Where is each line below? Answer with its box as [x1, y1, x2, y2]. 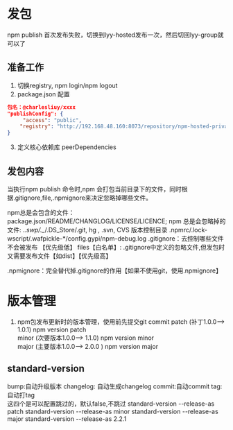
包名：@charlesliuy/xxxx [7, 103, 76, 111]
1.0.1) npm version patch [17, 325, 87, 334]
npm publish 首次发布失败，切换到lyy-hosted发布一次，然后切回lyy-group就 [7, 31, 224, 39]
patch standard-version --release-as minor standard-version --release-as [7, 407, 218, 415]
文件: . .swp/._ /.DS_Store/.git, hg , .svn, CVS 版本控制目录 [7, 225, 168, 234]
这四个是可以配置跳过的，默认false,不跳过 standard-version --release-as [7, 399, 215, 408]
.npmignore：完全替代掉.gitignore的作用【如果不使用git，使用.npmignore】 [7, 266, 222, 275]
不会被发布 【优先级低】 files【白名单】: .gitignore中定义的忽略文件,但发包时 [7, 243, 225, 251]
